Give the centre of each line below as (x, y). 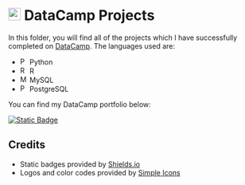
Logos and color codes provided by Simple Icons (100, 172)
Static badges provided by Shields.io (80, 164)
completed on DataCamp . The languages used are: (92, 45)
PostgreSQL (49, 89)
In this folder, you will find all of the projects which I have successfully (123, 37)
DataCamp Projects (89, 16)
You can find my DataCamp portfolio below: (80, 104)
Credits (27, 145)
